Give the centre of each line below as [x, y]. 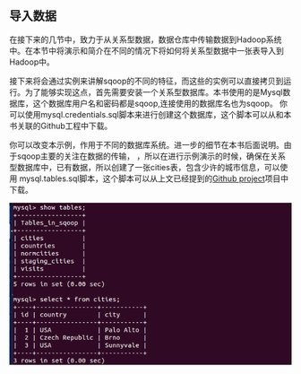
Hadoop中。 [32, 62]
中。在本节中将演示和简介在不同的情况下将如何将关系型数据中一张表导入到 [146, 50]
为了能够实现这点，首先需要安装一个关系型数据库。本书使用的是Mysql [154, 91]
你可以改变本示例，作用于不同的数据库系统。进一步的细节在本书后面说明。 [146, 144]
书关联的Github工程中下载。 [61, 126]
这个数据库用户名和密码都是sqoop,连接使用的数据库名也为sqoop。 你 [160, 103]
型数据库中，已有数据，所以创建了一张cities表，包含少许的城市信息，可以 [145, 167]
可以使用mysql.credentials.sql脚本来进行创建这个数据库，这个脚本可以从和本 [150, 114]
